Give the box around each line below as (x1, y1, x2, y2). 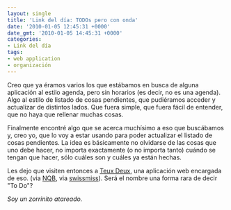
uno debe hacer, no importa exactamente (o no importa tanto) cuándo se (7, 146, 216, 154)
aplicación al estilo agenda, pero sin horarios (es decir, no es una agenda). (7, 88, 221, 96)
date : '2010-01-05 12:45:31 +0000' (7, 23, 111, 30)
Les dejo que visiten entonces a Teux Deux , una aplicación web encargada (7, 166, 222, 175)
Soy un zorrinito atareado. (7, 195, 83, 203)
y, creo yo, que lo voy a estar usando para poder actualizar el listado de (7, 131, 213, 139)
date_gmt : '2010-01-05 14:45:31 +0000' (7, 29, 123, 37)
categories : (7, 36, 42, 43)
